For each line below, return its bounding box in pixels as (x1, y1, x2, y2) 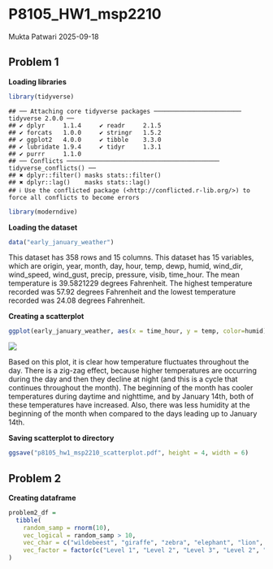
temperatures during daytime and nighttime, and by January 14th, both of (8, 391, 254, 402)
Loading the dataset (8, 222, 78, 232)
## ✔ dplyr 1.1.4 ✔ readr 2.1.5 (8, 121, 162, 130)
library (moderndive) (8, 208, 79, 216)
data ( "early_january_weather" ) (8, 238, 115, 246)
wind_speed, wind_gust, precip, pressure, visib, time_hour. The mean (8, 269, 240, 280)
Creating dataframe (8, 493, 76, 502)
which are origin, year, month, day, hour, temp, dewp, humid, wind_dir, (8, 261, 244, 271)
